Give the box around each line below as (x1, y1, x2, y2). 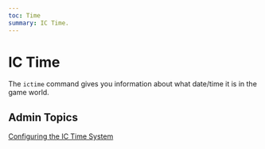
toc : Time (8, 11, 41, 20)
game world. (8, 88, 49, 97)
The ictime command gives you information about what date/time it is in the (8, 79, 257, 89)
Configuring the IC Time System (8, 132, 114, 141)
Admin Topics (8, 110, 78, 124)
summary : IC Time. (8, 19, 69, 27)
